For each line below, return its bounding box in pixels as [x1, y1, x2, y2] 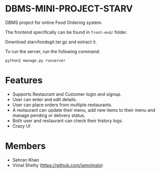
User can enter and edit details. [12, 96, 77, 102]
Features [5, 75, 43, 86]
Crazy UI [12, 123, 31, 129]
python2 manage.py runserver [5, 58, 66, 63]
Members [5, 141, 46, 152]
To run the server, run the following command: [5, 48, 101, 54]
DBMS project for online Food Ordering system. [5, 19, 103, 25]
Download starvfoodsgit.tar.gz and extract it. [5, 38, 97, 45]
